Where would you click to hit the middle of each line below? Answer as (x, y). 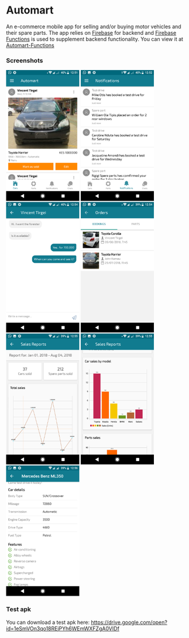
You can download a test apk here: (48, 622)
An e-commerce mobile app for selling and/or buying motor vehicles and (94, 26)
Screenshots (25, 61)
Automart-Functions (30, 45)
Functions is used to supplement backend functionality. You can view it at (94, 39)
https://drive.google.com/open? (129, 622)
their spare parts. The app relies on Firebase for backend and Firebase (91, 32)
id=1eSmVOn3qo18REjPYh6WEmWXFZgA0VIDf (63, 628)
